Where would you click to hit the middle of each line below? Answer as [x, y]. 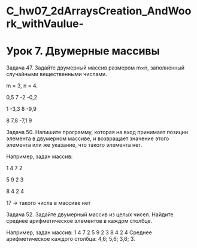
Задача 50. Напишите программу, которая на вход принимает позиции [97, 132]
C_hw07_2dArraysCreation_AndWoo [99, 11]
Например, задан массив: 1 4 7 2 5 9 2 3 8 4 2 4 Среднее [79, 232]
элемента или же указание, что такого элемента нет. [74, 145]
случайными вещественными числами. [57, 74]
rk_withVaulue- [45, 24]
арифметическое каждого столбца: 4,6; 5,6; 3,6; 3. [71, 239]
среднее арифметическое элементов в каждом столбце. [79, 221]
